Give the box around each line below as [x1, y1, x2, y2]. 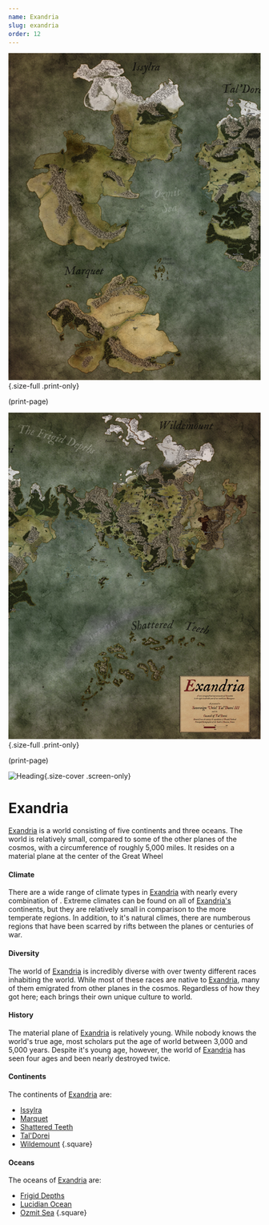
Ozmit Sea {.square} [19, 1208, 87, 1218]
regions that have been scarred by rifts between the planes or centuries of [8, 921, 254, 931]
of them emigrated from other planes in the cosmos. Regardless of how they [8, 983, 260, 993]
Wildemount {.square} [19, 1139, 93, 1149]
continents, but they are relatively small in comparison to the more [8, 905, 227, 914]
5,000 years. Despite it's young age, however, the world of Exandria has [8, 1045, 246, 1054]
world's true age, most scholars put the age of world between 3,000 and [8, 1036, 248, 1046]
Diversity [8, 949, 40, 958]
